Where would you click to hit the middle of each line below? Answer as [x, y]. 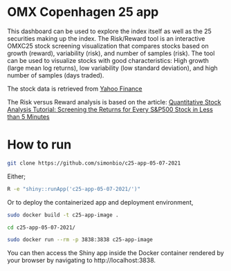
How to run [39, 145]
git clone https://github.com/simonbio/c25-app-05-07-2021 [94, 163]
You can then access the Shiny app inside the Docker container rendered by [116, 253]
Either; [17, 176]
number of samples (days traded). [56, 75]
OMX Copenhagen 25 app [83, 12]
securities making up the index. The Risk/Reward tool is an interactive [106, 38]
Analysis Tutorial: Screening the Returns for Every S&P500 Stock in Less [110, 109]
